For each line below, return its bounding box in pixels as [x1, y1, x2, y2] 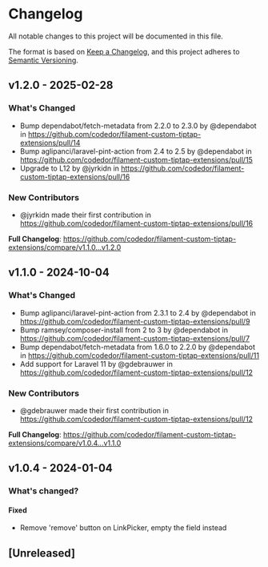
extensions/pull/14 [19, 138, 81, 147]
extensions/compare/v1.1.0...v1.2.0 [8, 242, 122, 252]
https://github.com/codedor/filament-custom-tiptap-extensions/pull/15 [19, 155, 254, 164]
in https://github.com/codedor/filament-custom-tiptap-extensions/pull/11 [19, 350, 260, 360]
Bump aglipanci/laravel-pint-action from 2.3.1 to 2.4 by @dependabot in [19, 308, 256, 317]
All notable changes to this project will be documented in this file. [8, 31, 224, 41]
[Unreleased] [8, 546, 76, 560]
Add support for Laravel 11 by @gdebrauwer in [19, 359, 174, 368]
